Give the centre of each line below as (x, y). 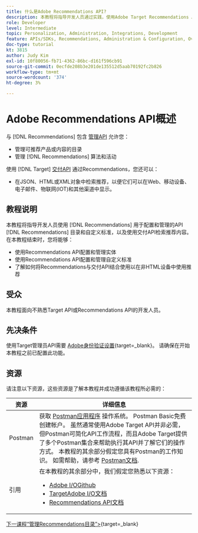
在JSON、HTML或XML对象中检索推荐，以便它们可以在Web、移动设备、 (102, 181)
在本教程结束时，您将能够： (40, 239)
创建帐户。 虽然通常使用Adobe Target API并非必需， (112, 425)
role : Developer (26, 22)
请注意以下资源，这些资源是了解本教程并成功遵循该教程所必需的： (86, 389)
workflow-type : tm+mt (33, 72)
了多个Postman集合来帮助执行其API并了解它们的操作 (112, 443)
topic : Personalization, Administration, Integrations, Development (92, 34)
